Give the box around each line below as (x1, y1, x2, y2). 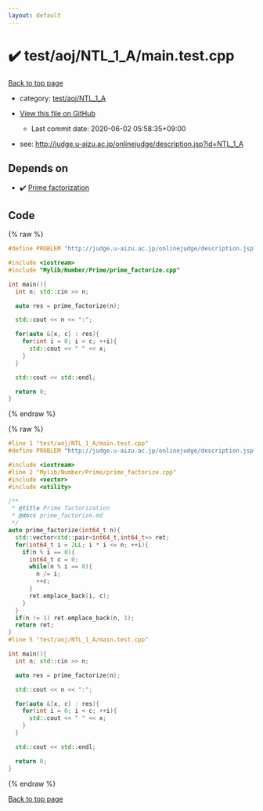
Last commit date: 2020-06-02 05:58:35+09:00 (31, 123, 186, 133)
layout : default (8, 11, 61, 20)
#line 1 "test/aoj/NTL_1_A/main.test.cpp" (8, 440, 149, 448)
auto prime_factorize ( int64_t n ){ (8, 527, 121, 535)
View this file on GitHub (19, 108, 96, 118)
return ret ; (15, 621, 55, 629)
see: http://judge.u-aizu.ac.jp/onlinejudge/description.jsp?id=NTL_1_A (19, 139, 244, 148)
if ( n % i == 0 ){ (22, 548, 76, 556)
